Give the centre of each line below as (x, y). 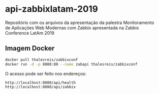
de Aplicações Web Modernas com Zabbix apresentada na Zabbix (72, 27)
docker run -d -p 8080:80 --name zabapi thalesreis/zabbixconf (71, 64)
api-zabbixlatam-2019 (52, 9)
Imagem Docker (30, 48)
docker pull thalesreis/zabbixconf (42, 60)
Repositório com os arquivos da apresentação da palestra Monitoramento (79, 23)
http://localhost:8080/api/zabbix (41, 87)
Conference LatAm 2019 (30, 33)
